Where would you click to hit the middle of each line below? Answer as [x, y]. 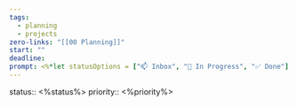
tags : [19, 17]
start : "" [28, 50]
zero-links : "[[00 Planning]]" [67, 42]
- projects [37, 34]
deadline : [28, 58]
